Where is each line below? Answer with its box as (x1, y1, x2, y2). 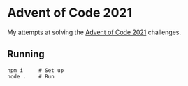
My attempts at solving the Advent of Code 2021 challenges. (7, 28, 182, 36)
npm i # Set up (7, 66, 64, 74)
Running (7, 48, 45, 60)
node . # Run (7, 73, 55, 80)
